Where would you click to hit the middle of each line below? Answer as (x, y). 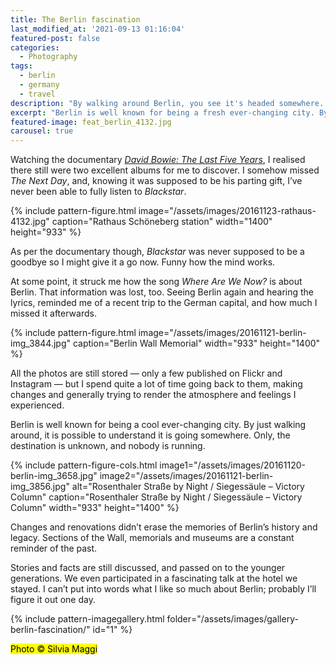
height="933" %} (46, 232)
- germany (39, 85)
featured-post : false (55, 38)
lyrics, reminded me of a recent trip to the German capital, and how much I (164, 303)
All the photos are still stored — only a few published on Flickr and (146, 373)
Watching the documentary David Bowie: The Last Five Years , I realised (158, 160)
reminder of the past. (54, 548)
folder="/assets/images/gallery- (232, 619)
